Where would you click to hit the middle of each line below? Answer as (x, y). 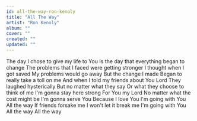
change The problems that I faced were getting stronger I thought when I (95, 67)
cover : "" (18, 34)
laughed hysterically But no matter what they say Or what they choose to (95, 86)
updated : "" (21, 45)
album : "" (18, 28)
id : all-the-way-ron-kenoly (41, 12)
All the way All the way (34, 111)
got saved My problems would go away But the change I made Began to (94, 74)
